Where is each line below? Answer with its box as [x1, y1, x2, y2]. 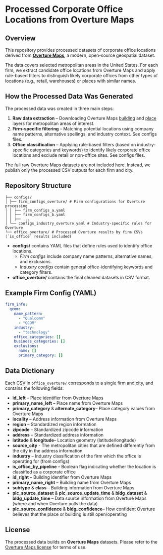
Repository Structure [5, 182, 72, 190]
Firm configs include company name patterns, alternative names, [19, 253, 153, 259]
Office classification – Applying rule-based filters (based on [12, 141, 136, 147]
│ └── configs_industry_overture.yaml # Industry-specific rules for [5, 221, 152, 226]
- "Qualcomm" [18, 316, 46, 321]
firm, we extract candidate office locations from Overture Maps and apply [5, 67, 156, 73]
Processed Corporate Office [5, 3, 123, 15]
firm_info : [5, 302, 28, 307]
